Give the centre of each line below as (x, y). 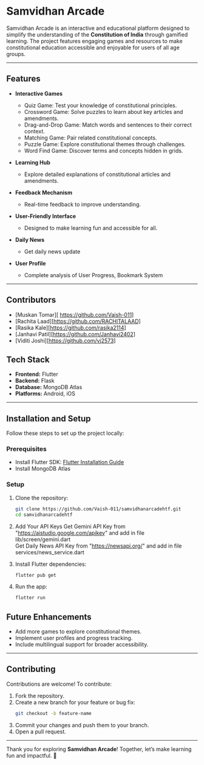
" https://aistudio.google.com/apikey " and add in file (80, 533)
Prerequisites (26, 449)
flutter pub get (36, 575)
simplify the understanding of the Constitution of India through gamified (97, 34)
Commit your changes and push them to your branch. (82, 725)
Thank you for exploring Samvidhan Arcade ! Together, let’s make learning (99, 749)
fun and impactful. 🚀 (32, 755)
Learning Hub (32, 162)
